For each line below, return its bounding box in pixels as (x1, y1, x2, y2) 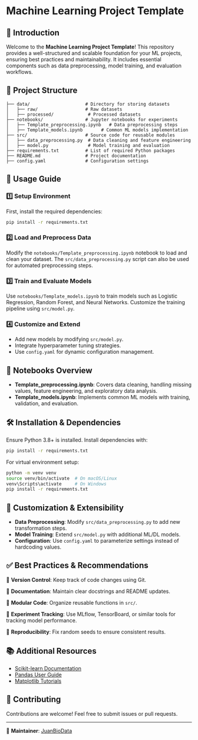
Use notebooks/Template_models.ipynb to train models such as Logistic (6, 292, 178, 299)
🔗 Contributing (6, 695, 61, 705)
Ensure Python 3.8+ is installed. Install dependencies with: (6, 436, 148, 444)
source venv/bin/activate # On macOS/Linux (6, 475, 117, 481)
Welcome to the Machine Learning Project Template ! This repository (6, 43, 174, 50)
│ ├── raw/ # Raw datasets (6, 106, 123, 112)
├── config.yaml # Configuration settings (6, 158, 149, 164)
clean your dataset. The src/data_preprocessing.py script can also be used (6, 255, 190, 262)
